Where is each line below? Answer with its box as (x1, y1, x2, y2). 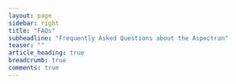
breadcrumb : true (8, 57, 67, 65)
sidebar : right (8, 19, 60, 27)
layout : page (8, 11, 52, 20)
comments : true (8, 64, 60, 72)
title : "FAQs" (8, 26, 56, 34)
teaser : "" (8, 42, 45, 50)
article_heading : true (8, 49, 85, 57)
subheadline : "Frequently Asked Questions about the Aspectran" (8, 34, 229, 42)
